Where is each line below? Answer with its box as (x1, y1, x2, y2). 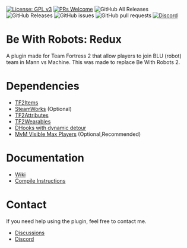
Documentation (6, 151, 85, 165)
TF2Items (14, 98, 39, 106)
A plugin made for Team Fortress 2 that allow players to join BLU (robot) (6, 52, 182, 59)
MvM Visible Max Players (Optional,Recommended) (14, 131, 141, 138)
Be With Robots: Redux (6, 33, 122, 46)
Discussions (14, 229, 45, 236)
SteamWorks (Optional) (14, 105, 72, 112)
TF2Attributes (14, 112, 49, 119)
